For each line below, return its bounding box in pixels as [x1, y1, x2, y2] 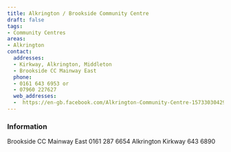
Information [7, 121, 47, 131]
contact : [7, 49, 32, 55]
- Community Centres [7, 29, 67, 36]
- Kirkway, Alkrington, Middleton [13, 61, 112, 68]
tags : [7, 23, 23, 29]
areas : [7, 36, 26, 42]
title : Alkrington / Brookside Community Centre [7, 10, 149, 17]
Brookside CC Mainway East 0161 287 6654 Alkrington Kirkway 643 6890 [7, 138, 216, 146]
